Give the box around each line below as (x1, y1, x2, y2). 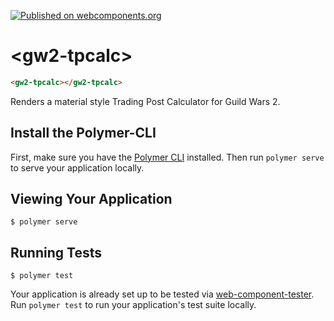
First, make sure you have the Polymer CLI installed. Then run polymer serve (10, 151, 325, 163)
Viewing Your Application (10, 191, 173, 208)
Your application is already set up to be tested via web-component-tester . (10, 288, 315, 300)
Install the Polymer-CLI (10, 125, 157, 142)
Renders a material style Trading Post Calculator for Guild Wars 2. (10, 95, 281, 107)
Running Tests (10, 244, 102, 261)
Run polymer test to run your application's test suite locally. (10, 299, 257, 311)
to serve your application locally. (10, 161, 145, 174)
